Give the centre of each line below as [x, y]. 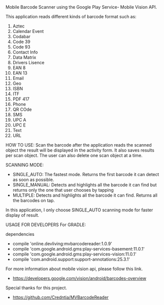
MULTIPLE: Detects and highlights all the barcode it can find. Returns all [85, 195]
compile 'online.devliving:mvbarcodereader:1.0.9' [62, 244]
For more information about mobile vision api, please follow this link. [74, 269]
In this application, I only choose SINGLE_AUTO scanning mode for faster [79, 210]
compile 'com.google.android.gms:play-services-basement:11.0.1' [79, 249]
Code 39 [22, 42]
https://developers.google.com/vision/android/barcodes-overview [79, 278]
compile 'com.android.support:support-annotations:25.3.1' [71, 259]
